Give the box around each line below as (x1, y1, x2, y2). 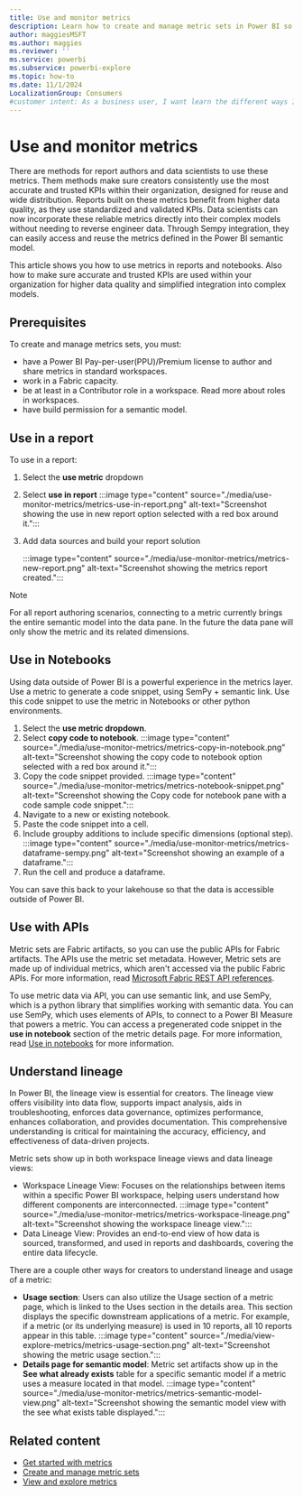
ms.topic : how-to (9, 72, 75, 81)
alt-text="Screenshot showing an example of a (111, 847, 285, 858)
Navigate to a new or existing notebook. (22, 808, 171, 819)
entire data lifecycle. (22, 1247, 98, 1259)
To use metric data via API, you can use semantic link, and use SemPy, (9, 990, 272, 1001)
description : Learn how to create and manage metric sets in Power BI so (9, 22, 293, 31)
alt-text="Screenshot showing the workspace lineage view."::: (22, 1219, 252, 1230)
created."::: (22, 572, 64, 583)
